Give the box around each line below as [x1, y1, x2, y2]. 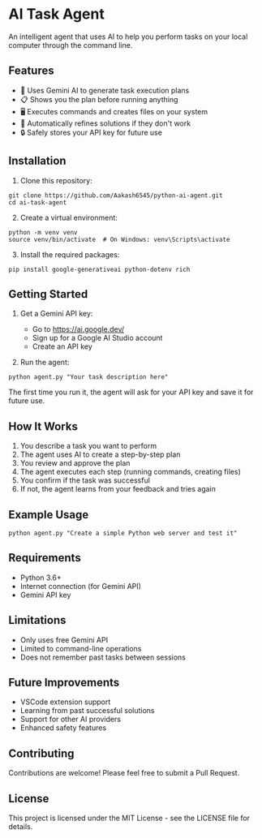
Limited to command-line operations [19, 643, 142, 653]
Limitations [8, 613, 67, 627]
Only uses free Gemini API [19, 634, 108, 645]
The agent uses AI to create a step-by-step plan [19, 449, 181, 459]
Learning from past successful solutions [19, 706, 155, 716]
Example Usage [8, 508, 89, 522]
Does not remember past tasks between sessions [19, 652, 187, 662]
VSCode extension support [19, 697, 111, 707]
